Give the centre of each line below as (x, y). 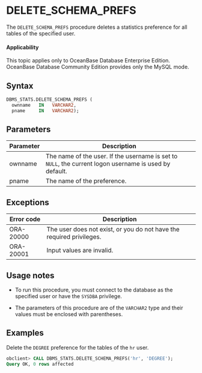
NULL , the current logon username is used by (108, 164)
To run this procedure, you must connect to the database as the (94, 290)
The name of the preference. (86, 181)
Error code (25, 219)
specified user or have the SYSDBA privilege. (68, 296)
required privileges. (74, 237)
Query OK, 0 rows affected (40, 364)
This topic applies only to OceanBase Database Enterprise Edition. (88, 61)
